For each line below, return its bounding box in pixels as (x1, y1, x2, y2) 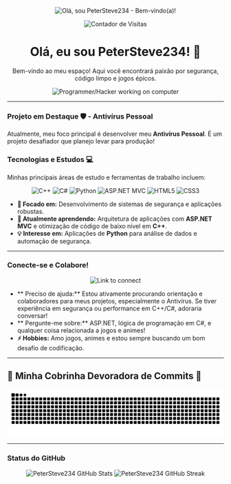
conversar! (16, 311, 48, 320)
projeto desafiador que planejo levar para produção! (7, 137, 155, 145)
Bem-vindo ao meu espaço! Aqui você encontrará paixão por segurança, (12, 66, 219, 75)
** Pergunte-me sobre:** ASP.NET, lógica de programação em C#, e (16, 319, 212, 327)
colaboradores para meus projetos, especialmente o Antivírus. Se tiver (16, 296, 217, 305)
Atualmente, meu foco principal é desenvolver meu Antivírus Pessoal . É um (7, 130, 222, 138)
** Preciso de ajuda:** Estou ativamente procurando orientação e (16, 290, 203, 298)
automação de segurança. (16, 236, 91, 245)
